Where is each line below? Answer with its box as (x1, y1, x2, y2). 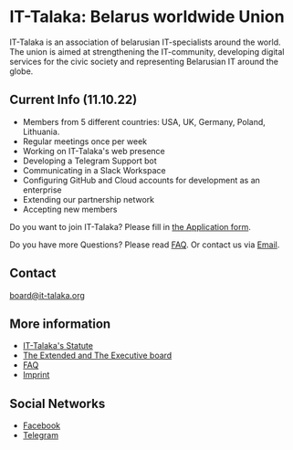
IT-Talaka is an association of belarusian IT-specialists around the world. (9, 37, 281, 47)
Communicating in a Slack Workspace (22, 164, 166, 175)
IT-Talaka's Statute (22, 340, 94, 351)
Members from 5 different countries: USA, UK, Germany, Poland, (22, 116, 267, 127)
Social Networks (9, 395, 106, 412)
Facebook (22, 420, 61, 431)
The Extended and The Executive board (22, 350, 173, 361)
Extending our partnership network (22, 194, 155, 204)
